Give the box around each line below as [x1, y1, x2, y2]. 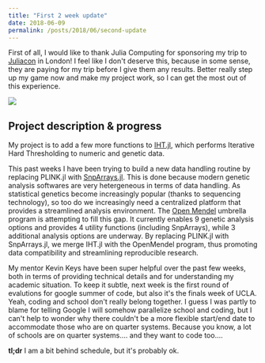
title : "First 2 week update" [8, 11, 108, 20]
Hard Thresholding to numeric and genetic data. [8, 149, 165, 158]
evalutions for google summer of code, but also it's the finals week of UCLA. [8, 289, 257, 298]
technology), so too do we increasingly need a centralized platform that [8, 198, 241, 207]
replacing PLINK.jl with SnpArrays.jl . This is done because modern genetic [8, 172, 251, 182]
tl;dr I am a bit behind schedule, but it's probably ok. [8, 346, 180, 356]
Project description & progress [8, 119, 162, 133]
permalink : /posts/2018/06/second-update [8, 26, 147, 34]
